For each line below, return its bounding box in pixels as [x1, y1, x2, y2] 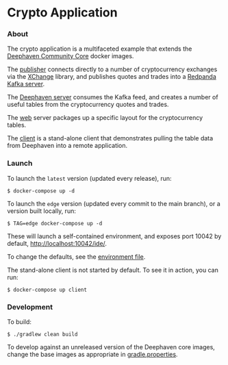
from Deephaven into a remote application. [7, 142, 128, 150]
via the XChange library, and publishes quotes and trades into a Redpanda [7, 73, 217, 81]
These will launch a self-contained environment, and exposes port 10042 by [7, 231, 222, 240]
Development [7, 302, 53, 312]
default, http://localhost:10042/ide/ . [7, 239, 107, 247]
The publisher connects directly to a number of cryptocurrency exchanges [7, 65, 218, 73]
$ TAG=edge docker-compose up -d [7, 220, 103, 227]
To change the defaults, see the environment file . [7, 252, 146, 261]
